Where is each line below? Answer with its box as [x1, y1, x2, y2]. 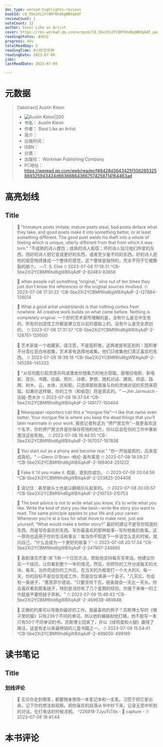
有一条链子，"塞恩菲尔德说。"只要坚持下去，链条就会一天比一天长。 [16, 580, 153, 585]
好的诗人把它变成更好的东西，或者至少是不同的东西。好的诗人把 [30, 252, 158, 257]
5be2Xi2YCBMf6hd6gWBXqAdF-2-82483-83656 [16, 269, 116, 275]
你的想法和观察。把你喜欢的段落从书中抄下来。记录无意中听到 [33, 702, 158, 708]
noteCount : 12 [5, 20, 34, 26]
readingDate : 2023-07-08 [5, 52, 55, 57]
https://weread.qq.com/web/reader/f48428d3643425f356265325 [24, 168, 157, 174]
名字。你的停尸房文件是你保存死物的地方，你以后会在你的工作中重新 [21, 426, 158, 432]
